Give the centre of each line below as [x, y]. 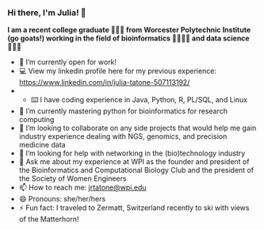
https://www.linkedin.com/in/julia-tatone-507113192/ [104, 82]
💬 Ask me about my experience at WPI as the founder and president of [134, 162]
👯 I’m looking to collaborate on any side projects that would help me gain [138, 128]
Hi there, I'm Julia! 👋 [47, 13]
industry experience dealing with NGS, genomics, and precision [123, 136]
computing [36, 120]
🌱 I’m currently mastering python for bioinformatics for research [123, 111]
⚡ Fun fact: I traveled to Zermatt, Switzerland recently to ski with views [134, 208]
